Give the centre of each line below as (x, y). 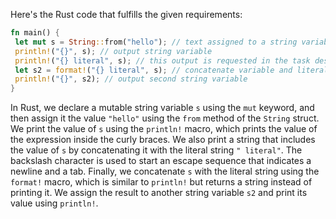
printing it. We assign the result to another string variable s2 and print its (159, 193)
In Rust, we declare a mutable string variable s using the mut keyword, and (162, 108)
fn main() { (35, 33)
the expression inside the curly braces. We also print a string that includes (163, 140)
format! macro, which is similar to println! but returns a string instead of (161, 182)
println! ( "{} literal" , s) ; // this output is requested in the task (162, 60)
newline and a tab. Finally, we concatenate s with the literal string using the (165, 171)
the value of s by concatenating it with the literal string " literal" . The (156, 150)
